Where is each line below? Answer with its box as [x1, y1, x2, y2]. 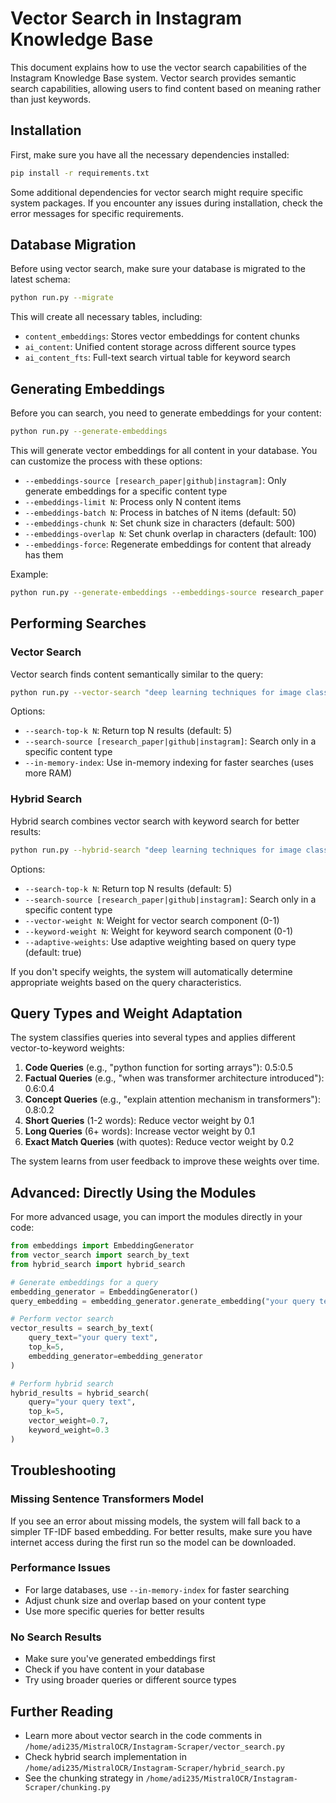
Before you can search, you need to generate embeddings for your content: [10, 407, 322, 419]
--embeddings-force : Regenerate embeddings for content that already [24, 538, 312, 550]
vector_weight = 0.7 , [28, 1416, 110, 1426]
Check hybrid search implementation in [24, 1750, 187, 1762]
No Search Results [10, 1630, 102, 1644]
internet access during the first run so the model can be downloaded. [10, 1536, 297, 1548]
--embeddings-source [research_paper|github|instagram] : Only [24, 475, 287, 486]
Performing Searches [10, 615, 147, 632]
